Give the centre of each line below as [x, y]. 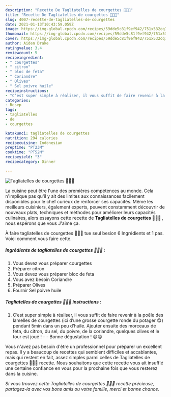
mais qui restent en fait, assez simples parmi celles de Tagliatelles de [78, 357]
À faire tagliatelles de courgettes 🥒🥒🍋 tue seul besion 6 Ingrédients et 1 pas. [84, 233]
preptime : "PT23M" [25, 148]
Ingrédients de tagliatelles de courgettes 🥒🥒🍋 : [55, 250]
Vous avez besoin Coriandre [42, 279]
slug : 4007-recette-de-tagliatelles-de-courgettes [60, 19]
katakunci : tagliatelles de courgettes [48, 133]
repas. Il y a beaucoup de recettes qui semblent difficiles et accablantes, [81, 352]
